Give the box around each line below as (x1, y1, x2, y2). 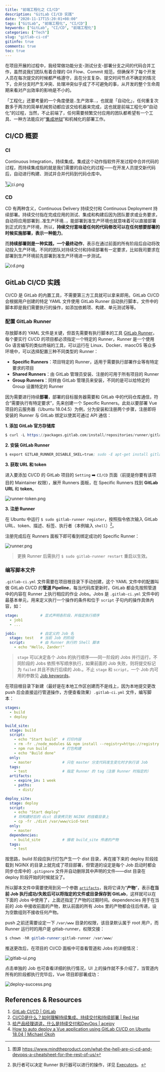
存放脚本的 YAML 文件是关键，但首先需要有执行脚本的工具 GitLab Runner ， (5, 330, 157, 336)
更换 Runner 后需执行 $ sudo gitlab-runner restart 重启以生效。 (17, 553, 150, 559)
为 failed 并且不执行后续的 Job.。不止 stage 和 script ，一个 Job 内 (17, 667, 154, 673)
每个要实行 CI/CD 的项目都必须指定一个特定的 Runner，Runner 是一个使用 (5, 336, 155, 342)
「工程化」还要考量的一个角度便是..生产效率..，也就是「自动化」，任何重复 (5, 97, 155, 103)
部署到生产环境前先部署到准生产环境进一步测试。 (5, 253, 104, 259)
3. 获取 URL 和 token (5, 462, 47, 467)
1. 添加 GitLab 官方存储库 (5, 423, 55, 429)
